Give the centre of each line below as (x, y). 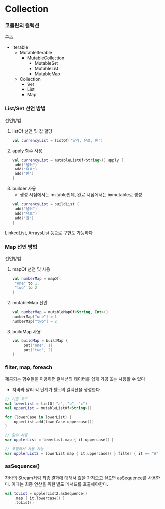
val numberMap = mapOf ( (37, 279)
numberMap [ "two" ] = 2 (35, 321)
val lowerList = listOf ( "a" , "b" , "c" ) (46, 404)
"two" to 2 (26, 288)
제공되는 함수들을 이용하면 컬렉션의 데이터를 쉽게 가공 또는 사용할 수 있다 (75, 379)
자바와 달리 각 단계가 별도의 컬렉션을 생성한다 (56, 389)
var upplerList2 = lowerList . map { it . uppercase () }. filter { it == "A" (82, 453)
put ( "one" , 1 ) (38, 345)
